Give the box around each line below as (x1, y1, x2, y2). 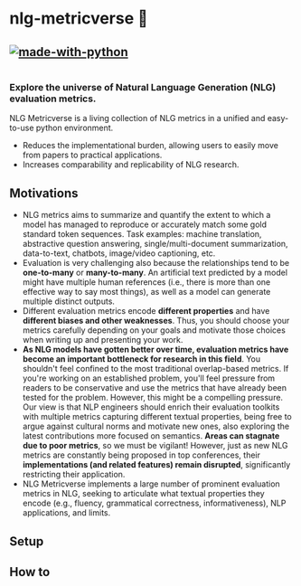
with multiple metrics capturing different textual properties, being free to (22, 411, 292, 422)
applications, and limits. (22, 507, 111, 518)
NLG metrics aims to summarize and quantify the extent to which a (22, 210, 271, 221)
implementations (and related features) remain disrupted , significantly (22, 459, 291, 470)
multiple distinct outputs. (22, 296, 116, 307)
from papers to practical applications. (22, 149, 163, 161)
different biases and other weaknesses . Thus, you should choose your (22, 316, 290, 326)
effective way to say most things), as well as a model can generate (22, 287, 271, 298)
